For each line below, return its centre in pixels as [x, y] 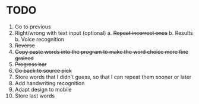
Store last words [35, 96]
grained [24, 58]
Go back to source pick [43, 70]
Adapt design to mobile [43, 89]
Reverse [25, 45]
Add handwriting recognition [50, 83]
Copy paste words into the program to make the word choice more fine [102, 51]
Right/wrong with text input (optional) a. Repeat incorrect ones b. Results [104, 32]
